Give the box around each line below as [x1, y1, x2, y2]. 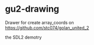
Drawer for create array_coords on [5, 20, 74, 25]
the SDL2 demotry [5, 34, 42, 40]
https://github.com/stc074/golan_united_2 [5, 24, 89, 30]
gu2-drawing [5, 3, 59, 15]
